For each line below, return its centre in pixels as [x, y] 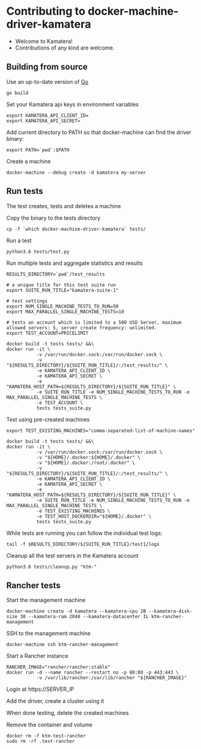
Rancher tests [34, 585]
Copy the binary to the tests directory [53, 218]
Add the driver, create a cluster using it [55, 701]
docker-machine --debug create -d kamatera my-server [76, 173]
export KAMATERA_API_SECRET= [43, 121]
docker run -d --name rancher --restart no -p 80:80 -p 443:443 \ [93, 673]
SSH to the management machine [49, 633]
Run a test [19, 240]
